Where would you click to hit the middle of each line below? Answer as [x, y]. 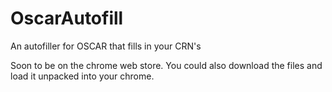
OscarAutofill [67, 18]
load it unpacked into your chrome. [82, 76]
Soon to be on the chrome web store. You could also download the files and [166, 65]
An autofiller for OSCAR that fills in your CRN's [106, 46]
